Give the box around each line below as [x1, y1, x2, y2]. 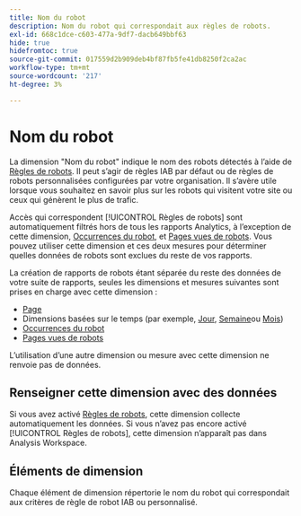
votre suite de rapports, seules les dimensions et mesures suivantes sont [9, 276, 279, 287]
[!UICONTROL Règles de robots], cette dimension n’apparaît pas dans [9, 428, 268, 439]
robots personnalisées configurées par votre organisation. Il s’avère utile [9, 175, 277, 186]
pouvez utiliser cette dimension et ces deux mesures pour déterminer [9, 240, 267, 251]
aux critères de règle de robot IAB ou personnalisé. [9, 497, 198, 508]
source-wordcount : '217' [9, 72, 102, 81]
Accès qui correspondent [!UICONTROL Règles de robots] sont [9, 212, 243, 223]
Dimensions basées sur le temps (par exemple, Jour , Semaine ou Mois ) [22, 313, 284, 324]
